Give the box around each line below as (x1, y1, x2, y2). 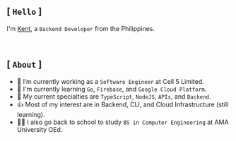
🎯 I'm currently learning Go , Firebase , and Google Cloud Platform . (16, 85, 207, 93)
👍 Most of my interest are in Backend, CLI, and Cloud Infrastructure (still (16, 100, 229, 109)
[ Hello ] (6, 6, 42, 18)
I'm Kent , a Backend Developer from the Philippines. (6, 24, 155, 32)
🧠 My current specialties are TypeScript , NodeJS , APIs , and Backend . (16, 92, 211, 101)
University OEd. (16, 125, 63, 133)
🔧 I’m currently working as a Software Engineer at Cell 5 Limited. (16, 77, 204, 85)
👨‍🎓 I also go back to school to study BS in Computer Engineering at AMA (16, 118, 229, 126)
